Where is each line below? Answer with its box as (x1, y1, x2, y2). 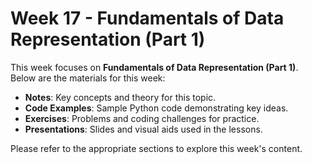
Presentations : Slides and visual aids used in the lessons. (24, 123, 263, 135)
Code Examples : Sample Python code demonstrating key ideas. (24, 102, 289, 114)
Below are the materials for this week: (10, 72, 166, 84)
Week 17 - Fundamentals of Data (10, 7, 285, 30)
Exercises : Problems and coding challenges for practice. (24, 112, 260, 124)
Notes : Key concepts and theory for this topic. (24, 91, 217, 103)
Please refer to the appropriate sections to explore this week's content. (10, 142, 303, 154)
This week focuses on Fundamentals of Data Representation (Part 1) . (10, 61, 299, 73)
